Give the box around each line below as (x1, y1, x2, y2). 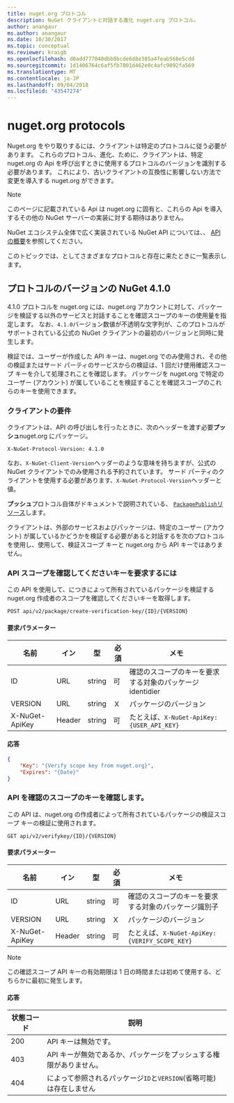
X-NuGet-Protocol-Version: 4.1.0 (7, 446, 104, 453)
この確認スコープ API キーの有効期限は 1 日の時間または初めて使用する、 (7, 967, 215, 976)
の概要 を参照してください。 (7, 237, 87, 246)
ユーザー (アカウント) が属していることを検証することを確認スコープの (7, 378, 210, 386)
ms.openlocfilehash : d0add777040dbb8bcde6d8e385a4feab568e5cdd (7, 56, 195, 63)
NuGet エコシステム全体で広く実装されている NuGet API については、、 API (7, 228, 221, 237)
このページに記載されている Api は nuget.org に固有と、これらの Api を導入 (7, 205, 223, 213)
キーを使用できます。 (19, 387, 80, 395)
